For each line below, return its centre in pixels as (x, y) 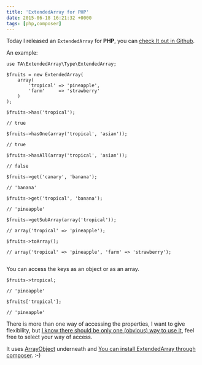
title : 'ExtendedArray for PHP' (48, 12)
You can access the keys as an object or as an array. (73, 269)
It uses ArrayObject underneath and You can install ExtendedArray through (101, 349)
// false (17, 167)
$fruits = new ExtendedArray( (45, 75)
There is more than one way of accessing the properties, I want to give (96, 324)
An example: (22, 53)
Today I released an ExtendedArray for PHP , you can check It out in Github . (101, 41)
